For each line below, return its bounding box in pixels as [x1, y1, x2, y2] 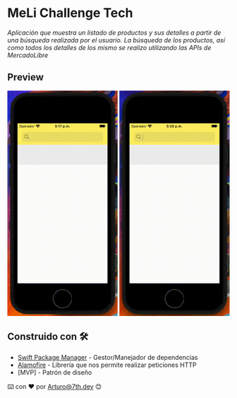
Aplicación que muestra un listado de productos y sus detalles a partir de [7, 28, 221, 37]
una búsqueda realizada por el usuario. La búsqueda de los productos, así [7, 35, 226, 44]
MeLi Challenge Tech [7, 5, 133, 21]
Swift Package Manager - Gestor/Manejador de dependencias [17, 353, 198, 361]
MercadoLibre [7, 51, 49, 59]
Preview [7, 71, 44, 83]
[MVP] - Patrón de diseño [17, 368, 92, 376]
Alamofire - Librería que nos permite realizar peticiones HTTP [17, 361, 197, 369]
